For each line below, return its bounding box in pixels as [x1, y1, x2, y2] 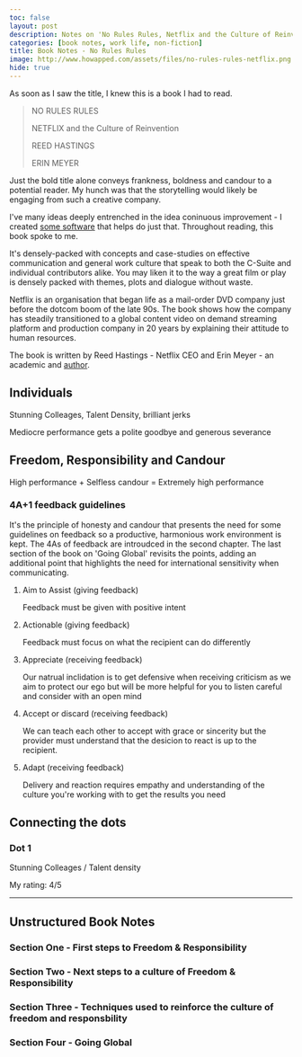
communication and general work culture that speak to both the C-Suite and [9, 257, 292, 268]
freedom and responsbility [9, 1012, 128, 1025]
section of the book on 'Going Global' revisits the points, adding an [9, 547, 257, 558]
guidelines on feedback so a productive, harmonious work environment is [9, 528, 281, 539]
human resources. [9, 332, 76, 342]
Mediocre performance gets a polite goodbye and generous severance [9, 426, 271, 437]
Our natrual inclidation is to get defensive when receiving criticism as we [22, 671, 292, 682]
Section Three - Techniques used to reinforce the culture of [9, 1000, 274, 1013]
